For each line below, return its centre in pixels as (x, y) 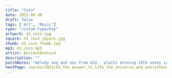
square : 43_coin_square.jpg (35, 39)
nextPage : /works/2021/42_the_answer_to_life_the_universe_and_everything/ (88, 67)
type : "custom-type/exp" (32, 29)
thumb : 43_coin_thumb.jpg (33, 44)
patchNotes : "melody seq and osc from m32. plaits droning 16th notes (83, 63)
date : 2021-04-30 (24, 15)
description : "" (23, 58)
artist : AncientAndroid (31, 53)
